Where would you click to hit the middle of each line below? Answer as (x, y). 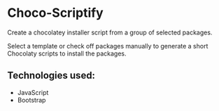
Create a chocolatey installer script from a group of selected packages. (110, 32)
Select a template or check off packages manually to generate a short (108, 46)
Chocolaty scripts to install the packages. (67, 53)
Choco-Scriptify (55, 13)
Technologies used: (51, 76)
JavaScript (33, 92)
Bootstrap (31, 100)
